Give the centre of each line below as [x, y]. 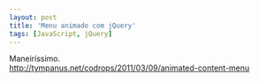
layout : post [33, 17]
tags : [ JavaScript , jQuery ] [61, 34]
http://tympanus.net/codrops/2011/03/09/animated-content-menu [129, 68]
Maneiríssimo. [34, 59]
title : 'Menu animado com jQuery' [73, 26]
